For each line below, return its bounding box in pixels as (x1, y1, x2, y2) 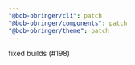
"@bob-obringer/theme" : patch (8, 26, 110, 35)
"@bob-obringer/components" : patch (8, 19, 128, 27)
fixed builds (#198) (8, 49, 71, 59)
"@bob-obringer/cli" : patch (8, 11, 103, 20)
